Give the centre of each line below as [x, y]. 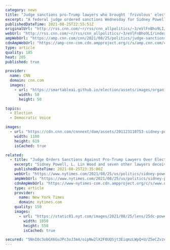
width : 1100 [27, 136]
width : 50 [29, 94]
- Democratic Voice [30, 118]
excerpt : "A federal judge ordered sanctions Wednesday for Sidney [78, 19]
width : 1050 [36, 221]
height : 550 [36, 226]
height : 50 [30, 99]
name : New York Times [41, 198]
